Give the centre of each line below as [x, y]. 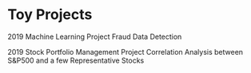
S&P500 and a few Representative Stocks [76, 60]
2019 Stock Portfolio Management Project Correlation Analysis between [125, 52]
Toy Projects [50, 15]
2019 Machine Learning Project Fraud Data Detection [95, 36]
